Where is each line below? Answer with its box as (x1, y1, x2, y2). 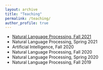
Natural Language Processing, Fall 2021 (12, 34, 91, 40)
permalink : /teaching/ (5, 16, 51, 21)
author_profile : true (5, 20, 49, 26)
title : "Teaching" (5, 12, 42, 16)
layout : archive (5, 7, 38, 12)
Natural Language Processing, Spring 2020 (12, 54, 99, 60)
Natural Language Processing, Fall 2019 (12, 59, 91, 65)
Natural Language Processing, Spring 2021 (12, 39, 98, 45)
